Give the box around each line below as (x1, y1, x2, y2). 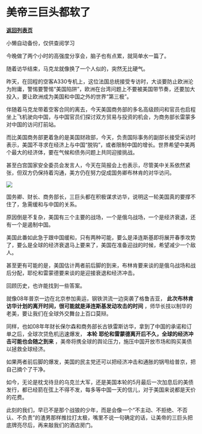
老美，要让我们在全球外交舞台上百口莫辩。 (6, 310, 112, 317)
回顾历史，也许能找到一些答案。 (6, 281, 85, 289)
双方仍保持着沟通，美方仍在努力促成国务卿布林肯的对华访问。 (22, 169, 175, 176)
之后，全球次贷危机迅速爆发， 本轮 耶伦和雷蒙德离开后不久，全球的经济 (11, 330, 188, 338)
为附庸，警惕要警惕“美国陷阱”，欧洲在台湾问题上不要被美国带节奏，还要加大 (6, 85, 195, 92)
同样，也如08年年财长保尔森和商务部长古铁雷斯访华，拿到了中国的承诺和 (6, 322, 187, 330)
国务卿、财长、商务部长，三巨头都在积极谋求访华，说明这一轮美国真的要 (6, 193, 185, 200)
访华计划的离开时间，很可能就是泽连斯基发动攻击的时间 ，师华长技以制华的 (6, 302, 192, 309)
